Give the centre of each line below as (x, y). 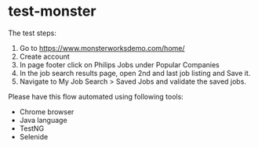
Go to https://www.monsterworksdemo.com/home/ (102, 48)
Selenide (34, 136)
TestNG (32, 128)
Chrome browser (47, 111)
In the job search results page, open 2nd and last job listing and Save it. (135, 73)
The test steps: (32, 33)
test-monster (52, 11)
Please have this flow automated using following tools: (96, 96)
